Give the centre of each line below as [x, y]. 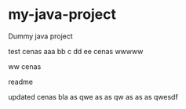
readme [21, 82]
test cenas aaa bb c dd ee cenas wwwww [76, 51]
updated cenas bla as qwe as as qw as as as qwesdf [93, 96]
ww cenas [25, 66]
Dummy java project [40, 36]
